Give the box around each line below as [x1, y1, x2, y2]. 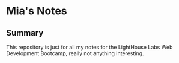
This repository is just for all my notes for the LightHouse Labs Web [6, 43, 173, 51]
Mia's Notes [6, 4, 67, 18]
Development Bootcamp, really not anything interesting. [6, 50, 144, 57]
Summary [6, 28, 44, 38]
